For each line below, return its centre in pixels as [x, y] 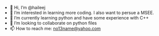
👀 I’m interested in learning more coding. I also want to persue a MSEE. [82, 13]
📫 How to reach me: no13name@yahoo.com [55, 28]
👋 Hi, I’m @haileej [28, 8]
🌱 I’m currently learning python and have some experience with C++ [79, 18]
